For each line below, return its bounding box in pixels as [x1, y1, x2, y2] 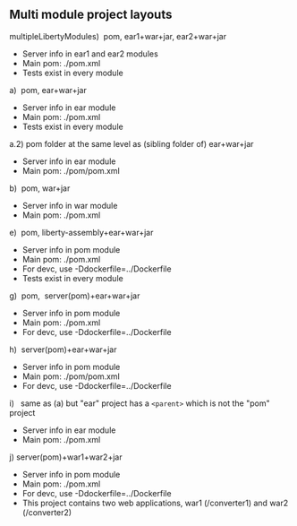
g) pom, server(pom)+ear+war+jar [9, 290, 140, 301]
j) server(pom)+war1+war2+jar [9, 452, 123, 462]
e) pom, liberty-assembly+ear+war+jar [9, 227, 154, 237]
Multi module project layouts [9, 7, 173, 22]
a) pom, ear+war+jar [9, 84, 88, 95]
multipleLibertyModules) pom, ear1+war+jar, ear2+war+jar [9, 30, 226, 41]
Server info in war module [21, 200, 118, 211]
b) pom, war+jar [9, 183, 71, 194]
